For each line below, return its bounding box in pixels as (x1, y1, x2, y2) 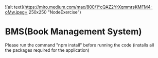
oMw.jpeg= (5, 9, 28, 15)
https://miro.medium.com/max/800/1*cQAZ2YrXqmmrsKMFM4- (24, 4, 153, 10)
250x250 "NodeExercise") (28, 9, 81, 15)
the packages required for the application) (5, 47, 90, 53)
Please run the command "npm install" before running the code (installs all (5, 42, 154, 48)
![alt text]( (5, 4, 25, 10)
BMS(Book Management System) (5, 26, 142, 37)
